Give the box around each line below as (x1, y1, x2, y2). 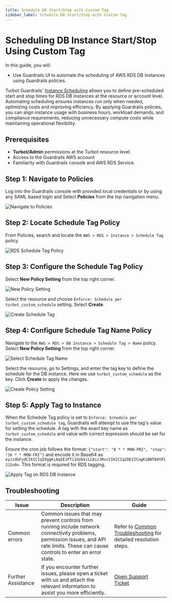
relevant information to (40, 583, 96, 590)
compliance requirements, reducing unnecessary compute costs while (5, 115, 154, 121)
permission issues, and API (40, 536, 106, 543)
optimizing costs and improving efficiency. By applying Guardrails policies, (5, 104, 162, 110)
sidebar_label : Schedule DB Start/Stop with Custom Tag (5, 12, 127, 17)
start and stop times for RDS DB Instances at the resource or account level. (5, 93, 164, 99)
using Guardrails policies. (12, 77, 67, 84)
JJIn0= (5, 462, 19, 468)
